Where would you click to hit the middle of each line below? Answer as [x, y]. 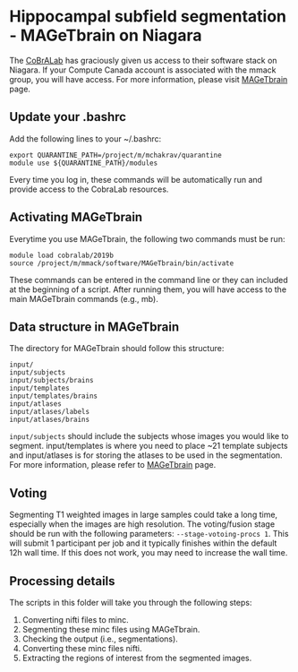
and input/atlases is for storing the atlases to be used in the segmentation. [146, 455]
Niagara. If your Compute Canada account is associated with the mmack [143, 70]
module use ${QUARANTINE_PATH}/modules [84, 163]
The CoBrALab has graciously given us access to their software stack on [143, 60]
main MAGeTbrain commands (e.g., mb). [84, 298]
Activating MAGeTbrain [76, 217]
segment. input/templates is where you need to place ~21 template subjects [149, 446]
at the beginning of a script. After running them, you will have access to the [148, 289]
